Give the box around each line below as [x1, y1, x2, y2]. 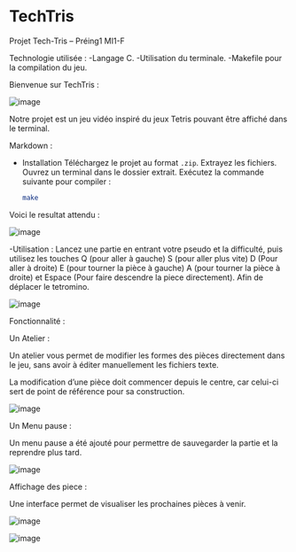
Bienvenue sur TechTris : [9, 79, 99, 89]
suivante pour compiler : [21, 175, 112, 187]
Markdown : [9, 140, 53, 151]
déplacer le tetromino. [9, 281, 90, 292]
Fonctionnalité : [9, 315, 66, 326]
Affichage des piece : [9, 481, 88, 492]
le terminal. [9, 122, 51, 134]
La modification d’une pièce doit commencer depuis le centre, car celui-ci [9, 377, 279, 387]
